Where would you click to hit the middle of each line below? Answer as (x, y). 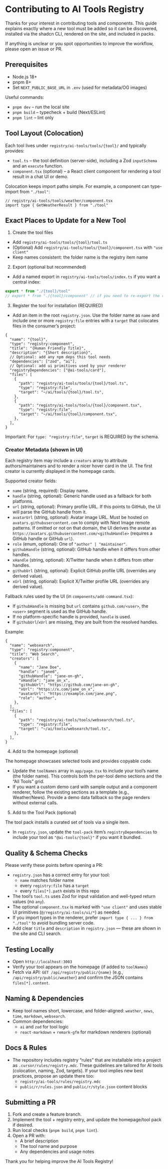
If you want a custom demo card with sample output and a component (85, 787)
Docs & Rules (26, 1048)
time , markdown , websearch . (39, 1016)
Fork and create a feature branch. (47, 1114)
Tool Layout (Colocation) (44, 133)
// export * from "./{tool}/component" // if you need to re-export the (82, 296)
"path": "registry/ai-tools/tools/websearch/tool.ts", (77, 720)
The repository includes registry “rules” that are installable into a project (86, 1060)
